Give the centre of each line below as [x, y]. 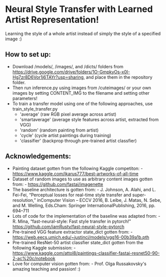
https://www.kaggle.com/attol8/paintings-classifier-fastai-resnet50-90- [86, 253]
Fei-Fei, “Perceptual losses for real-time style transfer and [72, 195]
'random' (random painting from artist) [59, 130]
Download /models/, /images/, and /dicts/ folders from [68, 66]
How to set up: [28, 55]
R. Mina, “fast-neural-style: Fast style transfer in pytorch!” [72, 221]
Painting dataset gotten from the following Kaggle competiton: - [78, 168]
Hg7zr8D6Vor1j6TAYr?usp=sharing [48, 77]
